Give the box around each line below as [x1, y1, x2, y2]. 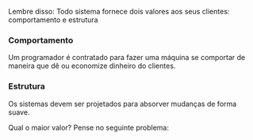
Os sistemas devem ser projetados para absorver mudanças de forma [8, 99, 237, 108]
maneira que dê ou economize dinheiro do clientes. [8, 61, 176, 70]
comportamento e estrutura [8, 15, 98, 25]
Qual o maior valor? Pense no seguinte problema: [8, 123, 169, 132]
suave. [8, 107, 30, 117]
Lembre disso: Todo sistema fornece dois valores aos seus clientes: [8, 7, 230, 16]
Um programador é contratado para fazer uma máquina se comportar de [8, 53, 246, 62]
